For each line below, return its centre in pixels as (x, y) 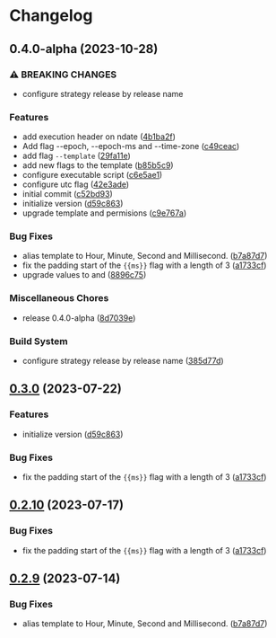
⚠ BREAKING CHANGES (63, 75)
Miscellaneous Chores (59, 298)
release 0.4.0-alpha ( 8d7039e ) (79, 318)
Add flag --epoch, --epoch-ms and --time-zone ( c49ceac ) (131, 146)
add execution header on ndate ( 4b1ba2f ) (99, 137)
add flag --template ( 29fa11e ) (77, 156)
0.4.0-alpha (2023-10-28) (84, 49)
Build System (39, 341)
